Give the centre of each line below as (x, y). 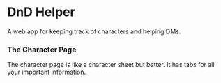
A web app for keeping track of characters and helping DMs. (94, 31)
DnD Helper (41, 12)
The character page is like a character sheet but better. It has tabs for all (111, 65)
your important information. (46, 72)
